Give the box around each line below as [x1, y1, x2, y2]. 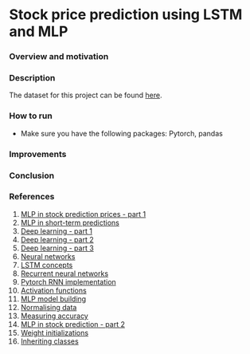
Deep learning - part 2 [20, 234, 94, 244]
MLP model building [20, 293, 87, 304]
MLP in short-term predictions [20, 218, 120, 227]
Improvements [9, 148, 67, 159]
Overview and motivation [9, 51, 109, 62]
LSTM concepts [20, 260, 73, 269]
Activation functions [20, 285, 87, 295]
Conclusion [9, 170, 55, 181]
